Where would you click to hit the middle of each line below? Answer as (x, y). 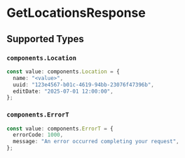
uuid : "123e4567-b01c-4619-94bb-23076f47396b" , (84, 85)
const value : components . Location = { (63, 72)
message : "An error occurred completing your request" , (96, 142)
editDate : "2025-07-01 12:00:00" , (63, 91)
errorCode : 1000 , (38, 135)
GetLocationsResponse (76, 13)
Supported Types (46, 39)
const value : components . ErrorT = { (60, 129)
